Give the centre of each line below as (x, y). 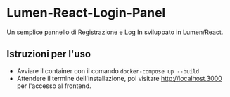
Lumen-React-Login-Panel (86, 13)
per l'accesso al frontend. (54, 86)
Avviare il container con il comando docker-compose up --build (108, 70)
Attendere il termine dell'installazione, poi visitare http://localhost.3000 (119, 78)
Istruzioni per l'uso (49, 54)
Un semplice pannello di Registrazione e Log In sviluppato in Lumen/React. (115, 32)
